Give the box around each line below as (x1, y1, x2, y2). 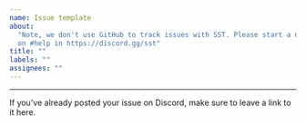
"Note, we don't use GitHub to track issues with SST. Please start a (17, 30, 291, 39)
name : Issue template (9, 13, 92, 23)
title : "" (9, 47, 47, 56)
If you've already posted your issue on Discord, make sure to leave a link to (9, 97, 291, 108)
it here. (9, 106, 36, 118)
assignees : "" (9, 64, 64, 73)
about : (9, 22, 35, 31)
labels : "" (9, 55, 51, 64)
